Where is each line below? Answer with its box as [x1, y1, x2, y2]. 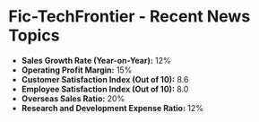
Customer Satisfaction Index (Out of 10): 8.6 [21, 74, 189, 84]
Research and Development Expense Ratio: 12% [21, 102, 203, 113]
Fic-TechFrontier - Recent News [8, 6, 251, 27]
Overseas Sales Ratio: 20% [21, 92, 125, 104]
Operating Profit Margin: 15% [21, 65, 133, 75]
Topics [8, 25, 60, 46]
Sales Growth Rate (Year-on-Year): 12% [21, 55, 171, 65]
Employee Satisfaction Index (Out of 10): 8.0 [21, 83, 189, 94]
